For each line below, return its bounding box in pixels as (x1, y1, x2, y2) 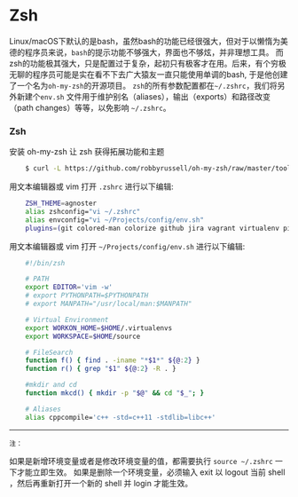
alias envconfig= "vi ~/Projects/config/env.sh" (25, 215, 204, 225)
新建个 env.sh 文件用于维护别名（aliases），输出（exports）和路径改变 (16, 91, 271, 102)
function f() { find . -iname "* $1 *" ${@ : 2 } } (25, 356, 200, 365)
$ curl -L (25, 164, 62, 173)
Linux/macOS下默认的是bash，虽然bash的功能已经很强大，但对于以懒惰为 (9, 35, 281, 46)
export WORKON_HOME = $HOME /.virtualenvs (25, 323, 173, 333)
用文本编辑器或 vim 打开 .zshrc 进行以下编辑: (9, 181, 175, 192)
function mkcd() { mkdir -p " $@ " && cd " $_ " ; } (25, 389, 205, 398)
